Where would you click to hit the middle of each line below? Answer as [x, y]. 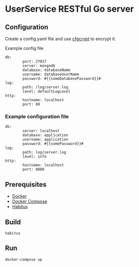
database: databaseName [46, 70]
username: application [45, 140]
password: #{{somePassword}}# [53, 144]
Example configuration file [37, 116]
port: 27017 [35, 62]
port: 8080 [34, 170]
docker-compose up [24, 259]
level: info [35, 157]
